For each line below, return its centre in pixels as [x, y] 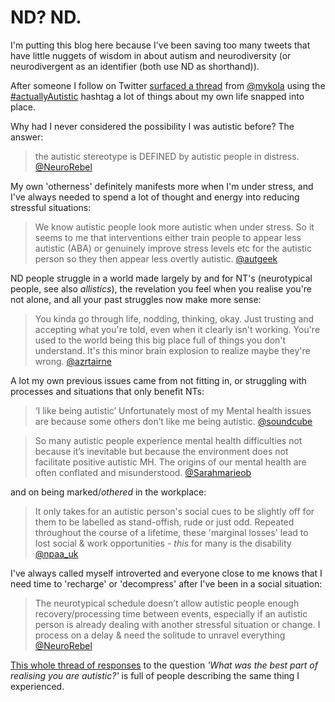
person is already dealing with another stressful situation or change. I [177, 624]
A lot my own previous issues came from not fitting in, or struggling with [158, 380]
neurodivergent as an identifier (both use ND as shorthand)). [135, 66]
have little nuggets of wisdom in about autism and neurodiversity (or [151, 55]
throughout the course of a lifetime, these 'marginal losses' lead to [171, 532]
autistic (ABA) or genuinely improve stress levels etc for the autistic [173, 248]
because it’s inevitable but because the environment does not [161, 451]
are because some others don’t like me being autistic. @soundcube [173, 421]
